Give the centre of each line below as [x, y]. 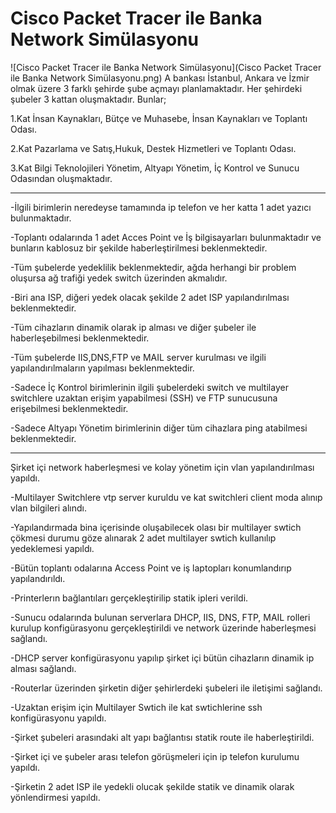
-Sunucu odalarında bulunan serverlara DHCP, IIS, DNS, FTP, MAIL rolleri [160, 617]
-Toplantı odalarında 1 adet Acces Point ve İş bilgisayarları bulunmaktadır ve [166, 237]
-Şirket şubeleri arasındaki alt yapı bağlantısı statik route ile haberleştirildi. [162, 737]
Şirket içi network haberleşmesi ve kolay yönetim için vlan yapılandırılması [162, 467]
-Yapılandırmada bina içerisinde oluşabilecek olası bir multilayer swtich [156, 527]
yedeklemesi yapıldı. [52, 548]
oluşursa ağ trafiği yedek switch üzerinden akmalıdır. [119, 278]
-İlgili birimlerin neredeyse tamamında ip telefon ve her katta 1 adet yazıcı [161, 207]
